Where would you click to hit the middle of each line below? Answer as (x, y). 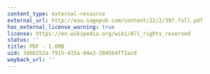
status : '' (23, 40)
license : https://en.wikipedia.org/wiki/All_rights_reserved (99, 33)
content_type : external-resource (56, 14)
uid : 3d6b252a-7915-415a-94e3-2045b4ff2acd (72, 54)
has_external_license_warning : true (61, 27)
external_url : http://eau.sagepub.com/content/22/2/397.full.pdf (105, 20)
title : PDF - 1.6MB (36, 47)
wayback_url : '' (31, 60)
